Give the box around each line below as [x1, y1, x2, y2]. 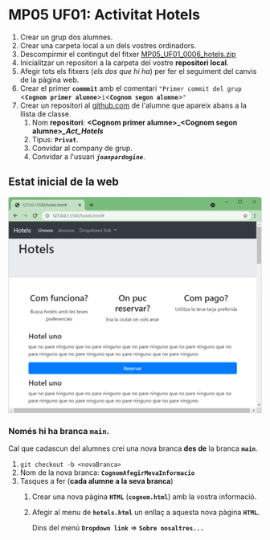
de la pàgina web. [19, 75, 80, 84]
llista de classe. [19, 108, 72, 118]
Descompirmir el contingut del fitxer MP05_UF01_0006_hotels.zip [19, 49, 236, 59]
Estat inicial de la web [8, 175, 119, 189]
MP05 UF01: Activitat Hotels [8, 6, 201, 24]
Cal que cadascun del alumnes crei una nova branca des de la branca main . [8, 444, 259, 453]
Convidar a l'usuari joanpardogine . [31, 151, 146, 162]
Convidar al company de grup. [31, 143, 133, 153]
